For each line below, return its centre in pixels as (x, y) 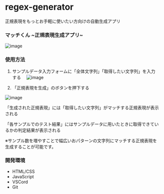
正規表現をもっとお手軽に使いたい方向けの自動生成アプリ (63, 21)
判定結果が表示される (39, 130)
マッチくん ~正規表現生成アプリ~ (44, 35)
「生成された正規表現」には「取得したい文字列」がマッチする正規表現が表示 (82, 108)
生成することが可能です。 (31, 147)
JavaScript (23, 176)
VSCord (20, 182)
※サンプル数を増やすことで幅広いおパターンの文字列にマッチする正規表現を (81, 140)
